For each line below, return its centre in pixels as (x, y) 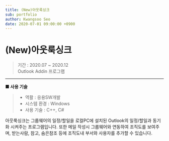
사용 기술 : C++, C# (45, 110)
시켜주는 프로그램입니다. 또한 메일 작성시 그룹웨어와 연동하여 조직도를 (78, 127)
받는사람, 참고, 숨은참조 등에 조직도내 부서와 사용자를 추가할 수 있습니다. (82, 133)
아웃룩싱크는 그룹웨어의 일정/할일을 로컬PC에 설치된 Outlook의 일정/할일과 (78, 120)
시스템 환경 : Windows (47, 104)
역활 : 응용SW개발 (43, 97)
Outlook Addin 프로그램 (41, 71)
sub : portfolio (21, 15)
